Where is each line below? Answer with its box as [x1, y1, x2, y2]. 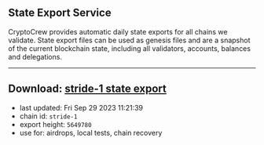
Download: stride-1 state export [8, 82, 167, 96]
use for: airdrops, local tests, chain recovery [19, 128, 163, 137]
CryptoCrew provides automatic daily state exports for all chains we [8, 27, 228, 36]
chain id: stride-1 [19, 111, 78, 121]
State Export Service [8, 6, 112, 20]
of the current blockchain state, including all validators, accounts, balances [8, 43, 251, 53]
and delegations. [8, 52, 63, 61]
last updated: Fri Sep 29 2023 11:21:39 [19, 103, 144, 112]
